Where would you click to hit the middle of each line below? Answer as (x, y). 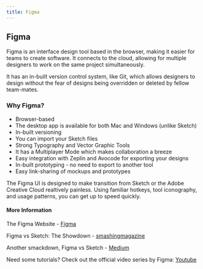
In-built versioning (38, 132)
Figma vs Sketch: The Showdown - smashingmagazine (76, 236)
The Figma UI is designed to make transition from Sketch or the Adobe (95, 183)
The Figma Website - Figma (41, 224)
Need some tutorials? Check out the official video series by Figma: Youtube (101, 259)
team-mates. (22, 90)
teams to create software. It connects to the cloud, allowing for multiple (97, 58)
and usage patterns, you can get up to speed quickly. (74, 196)
